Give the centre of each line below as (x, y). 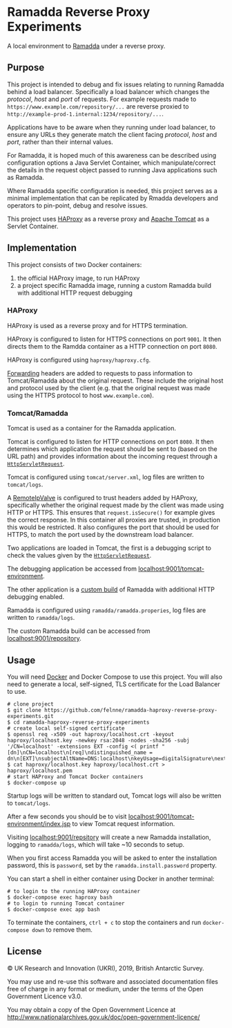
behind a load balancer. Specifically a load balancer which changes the (108, 91)
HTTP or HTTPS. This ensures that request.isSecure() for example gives (111, 513)
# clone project (30, 704)
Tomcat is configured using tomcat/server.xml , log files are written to (106, 477)
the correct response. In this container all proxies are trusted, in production (114, 520)
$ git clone (24, 710)
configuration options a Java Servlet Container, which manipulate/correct (112, 163)
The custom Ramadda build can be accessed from (79, 631)
